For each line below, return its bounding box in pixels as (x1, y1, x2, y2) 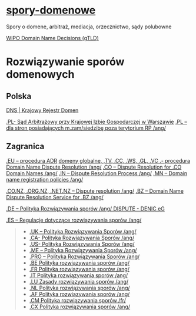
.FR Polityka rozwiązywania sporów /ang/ (29, 265, 129, 272)
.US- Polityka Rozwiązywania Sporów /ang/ (29, 240, 135, 248)
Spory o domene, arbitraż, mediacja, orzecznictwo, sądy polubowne (6, 23, 172, 30)
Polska (6, 91, 32, 101)
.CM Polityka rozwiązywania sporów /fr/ (29, 297, 127, 304)
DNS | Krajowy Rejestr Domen (6, 107, 79, 114)
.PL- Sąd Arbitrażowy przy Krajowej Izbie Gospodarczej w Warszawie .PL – (6, 118, 187, 125)
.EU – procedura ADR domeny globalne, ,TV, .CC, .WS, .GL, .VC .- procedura (6, 157, 190, 164)
